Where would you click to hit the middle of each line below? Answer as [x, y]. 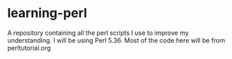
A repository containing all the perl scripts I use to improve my [98, 33]
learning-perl [47, 13]
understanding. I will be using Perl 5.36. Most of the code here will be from [116, 40]
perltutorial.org [29, 48]
